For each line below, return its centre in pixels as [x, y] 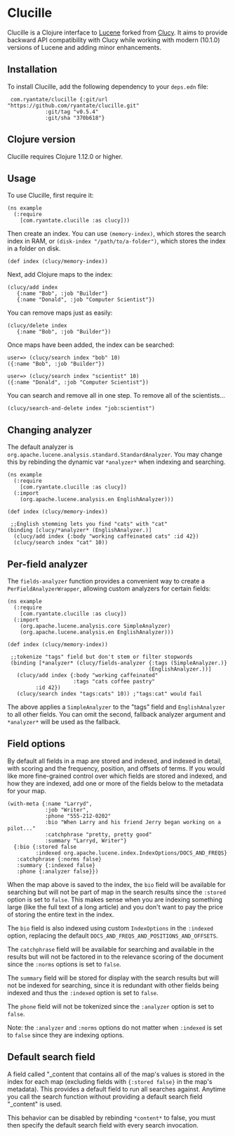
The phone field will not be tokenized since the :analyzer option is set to [111, 1006]
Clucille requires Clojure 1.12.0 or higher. [65, 156]
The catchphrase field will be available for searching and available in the [111, 949]
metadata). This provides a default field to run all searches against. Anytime [116, 1089]
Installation [32, 69]
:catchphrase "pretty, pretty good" [98, 834]
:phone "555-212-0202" [78, 816]
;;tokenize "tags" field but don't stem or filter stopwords [101, 657]
